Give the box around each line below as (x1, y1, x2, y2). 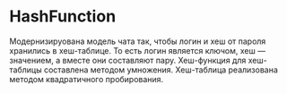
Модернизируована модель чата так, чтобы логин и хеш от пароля (9, 36, 266, 46)
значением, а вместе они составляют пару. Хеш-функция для (9, 55, 247, 65)
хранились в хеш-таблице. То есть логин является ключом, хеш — (9, 45, 266, 55)
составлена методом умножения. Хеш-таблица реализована (43, 64, 278, 75)
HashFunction (9, 6, 117, 27)
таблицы (9, 64, 42, 75)
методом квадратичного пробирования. (9, 73, 164, 84)
